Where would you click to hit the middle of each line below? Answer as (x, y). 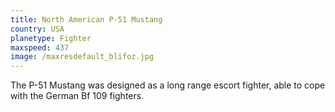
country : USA (37, 29)
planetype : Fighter (51, 38)
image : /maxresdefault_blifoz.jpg (82, 57)
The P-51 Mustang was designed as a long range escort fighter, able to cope (168, 85)
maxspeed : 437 (40, 47)
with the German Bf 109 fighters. (77, 96)
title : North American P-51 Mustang (86, 19)
